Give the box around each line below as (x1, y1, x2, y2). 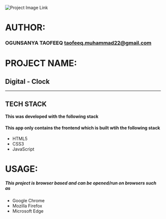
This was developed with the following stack (5, 113, 99, 119)
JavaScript (12, 146, 35, 152)
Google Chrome (12, 198, 45, 204)
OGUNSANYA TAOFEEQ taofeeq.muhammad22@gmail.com (5, 39, 152, 46)
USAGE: (5, 163, 38, 175)
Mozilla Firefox (12, 203, 42, 209)
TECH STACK (5, 100, 47, 108)
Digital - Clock (5, 77, 50, 86)
